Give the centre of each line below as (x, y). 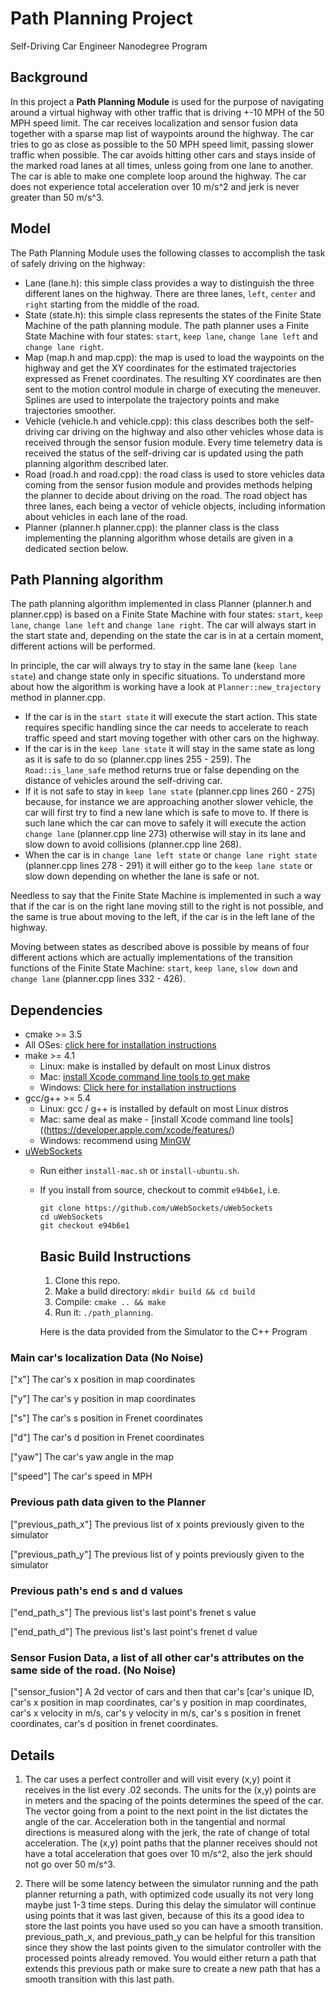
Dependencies (56, 1010)
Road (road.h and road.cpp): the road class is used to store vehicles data (174, 474)
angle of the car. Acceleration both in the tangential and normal (155, 1821)
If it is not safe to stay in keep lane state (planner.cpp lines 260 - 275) (170, 791)
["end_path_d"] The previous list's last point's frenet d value (134, 1631)
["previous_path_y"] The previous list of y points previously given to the (157, 1554)
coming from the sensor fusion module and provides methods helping (168, 484)
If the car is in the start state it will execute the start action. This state (171, 717)
